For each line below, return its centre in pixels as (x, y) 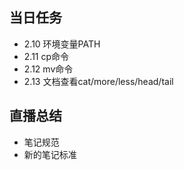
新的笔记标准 (50, 154)
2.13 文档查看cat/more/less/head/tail (98, 81)
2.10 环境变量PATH (62, 44)
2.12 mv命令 (48, 69)
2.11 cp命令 (46, 56)
